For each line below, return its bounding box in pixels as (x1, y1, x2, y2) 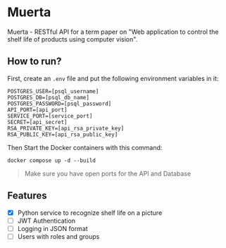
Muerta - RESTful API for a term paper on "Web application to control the (7, 27, 219, 36)
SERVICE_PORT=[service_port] (7, 112, 93, 120)
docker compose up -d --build (7, 156, 96, 164)
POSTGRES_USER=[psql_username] (7, 87, 99, 95)
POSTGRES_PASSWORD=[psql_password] (7, 100, 112, 107)
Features (7, 190, 47, 201)
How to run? (7, 56, 62, 68)
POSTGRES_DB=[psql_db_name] (7, 94, 90, 101)
